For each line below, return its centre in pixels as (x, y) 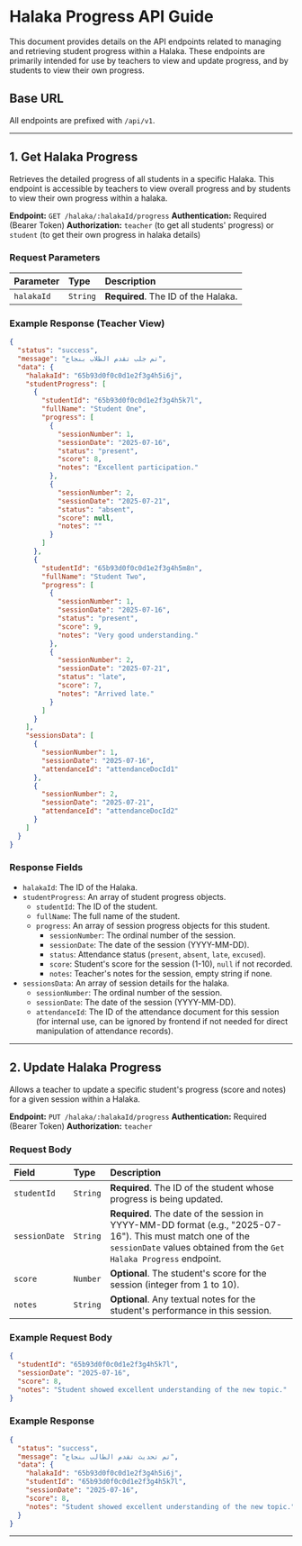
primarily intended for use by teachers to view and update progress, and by (149, 60)
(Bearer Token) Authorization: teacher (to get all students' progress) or (142, 225)
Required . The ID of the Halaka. (171, 296)
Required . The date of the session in (187, 1214)
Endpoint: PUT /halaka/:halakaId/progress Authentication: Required (138, 1116)
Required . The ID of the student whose (192, 1187)
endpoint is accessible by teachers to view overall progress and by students (150, 188)
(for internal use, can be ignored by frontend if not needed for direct (162, 1021)
